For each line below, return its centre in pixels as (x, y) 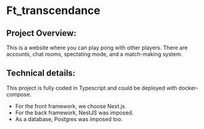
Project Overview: (41, 33)
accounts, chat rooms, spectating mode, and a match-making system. (94, 54)
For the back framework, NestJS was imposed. (74, 113)
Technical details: (41, 73)
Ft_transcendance (53, 11)
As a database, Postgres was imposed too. (69, 119)
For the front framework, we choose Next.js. (71, 106)
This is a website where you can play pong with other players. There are (97, 47)
